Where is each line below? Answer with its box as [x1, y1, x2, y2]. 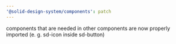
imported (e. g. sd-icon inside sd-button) [6, 31, 105, 38]
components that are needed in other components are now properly [6, 25, 170, 32]
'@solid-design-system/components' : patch [6, 8, 111, 15]
